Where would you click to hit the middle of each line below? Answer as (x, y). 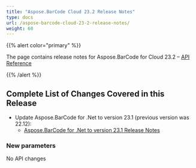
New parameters (31, 145)
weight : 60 (20, 28)
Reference (19, 63)
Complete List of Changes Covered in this (85, 94)
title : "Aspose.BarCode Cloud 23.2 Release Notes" (71, 12)
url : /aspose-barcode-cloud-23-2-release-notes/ (68, 23)
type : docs (20, 17)
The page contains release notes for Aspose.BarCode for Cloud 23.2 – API (98, 57)
